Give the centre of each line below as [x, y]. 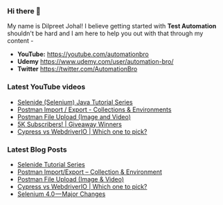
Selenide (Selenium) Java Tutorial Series [75, 102]
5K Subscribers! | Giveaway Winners [70, 124]
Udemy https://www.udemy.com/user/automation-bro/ [95, 62]
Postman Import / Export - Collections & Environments [94, 109]
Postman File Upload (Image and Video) [74, 116]
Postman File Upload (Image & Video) [71, 179]
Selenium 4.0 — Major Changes [61, 194]
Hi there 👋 [24, 11]
